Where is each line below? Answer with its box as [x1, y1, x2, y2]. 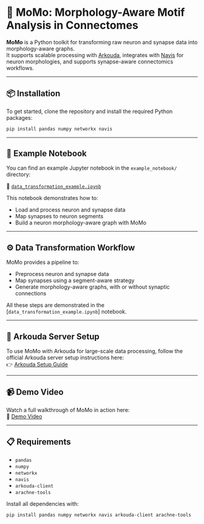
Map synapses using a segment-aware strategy [15, 277, 135, 284]
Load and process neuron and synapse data [15, 206, 126, 213]
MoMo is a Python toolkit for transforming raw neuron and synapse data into [6, 38, 198, 46]
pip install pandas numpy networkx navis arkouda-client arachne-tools [6, 512, 191, 518]
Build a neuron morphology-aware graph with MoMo [15, 219, 147, 227]
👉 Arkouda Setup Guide [6, 361, 68, 368]
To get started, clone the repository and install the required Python [6, 108, 173, 115]
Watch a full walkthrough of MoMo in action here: [6, 406, 130, 413]
